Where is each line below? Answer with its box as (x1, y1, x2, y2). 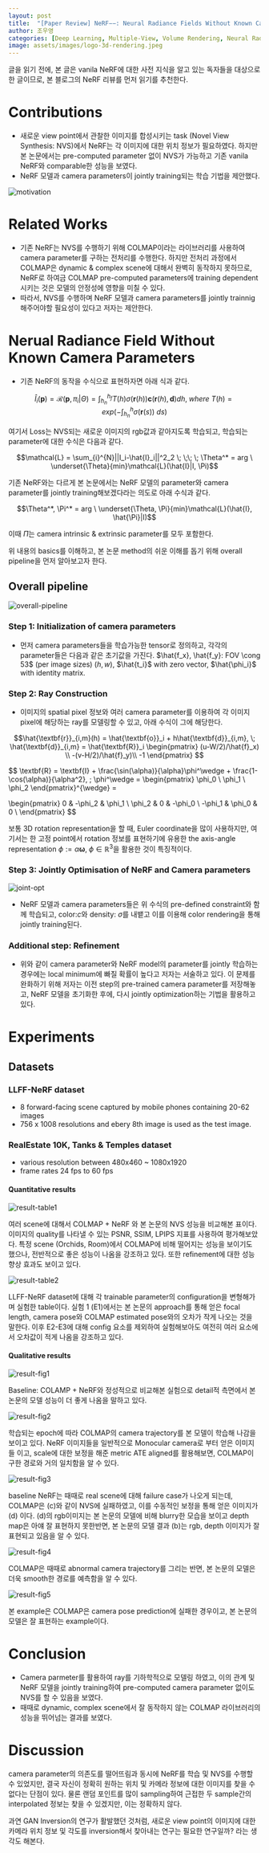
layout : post (8, 11, 52, 20)
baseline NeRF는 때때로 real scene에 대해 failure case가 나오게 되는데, (8, 1491, 234, 1500)
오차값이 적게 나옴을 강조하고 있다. (16, 1332, 124, 1341)
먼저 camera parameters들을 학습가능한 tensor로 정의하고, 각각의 (19, 640, 228, 650)
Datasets (8, 1059, 54, 1073)
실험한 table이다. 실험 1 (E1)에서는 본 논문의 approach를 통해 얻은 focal (16, 1302, 240, 1312)
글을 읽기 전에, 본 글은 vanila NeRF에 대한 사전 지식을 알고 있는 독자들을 (8, 65, 233, 75)
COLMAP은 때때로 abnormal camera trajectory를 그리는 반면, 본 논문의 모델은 (8, 1563, 256, 1573)
